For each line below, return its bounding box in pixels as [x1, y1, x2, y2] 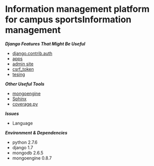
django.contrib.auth [12, 50, 53, 56]
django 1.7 [12, 144, 34, 150]
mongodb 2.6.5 [12, 150, 43, 156]
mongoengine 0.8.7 [12, 155, 52, 161]
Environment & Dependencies [5, 129, 68, 135]
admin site [12, 61, 34, 67]
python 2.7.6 [12, 139, 38, 145]
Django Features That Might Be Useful [5, 41, 85, 46]
